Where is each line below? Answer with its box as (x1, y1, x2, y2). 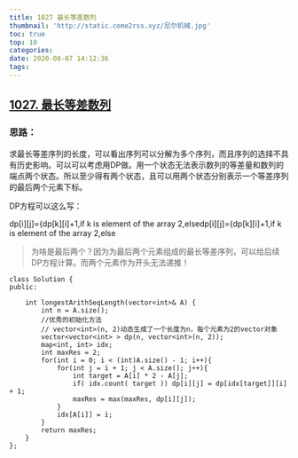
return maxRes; (41, 425, 98, 435)
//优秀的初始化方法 (41, 315, 102, 324)
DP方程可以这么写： (9, 201, 82, 211)
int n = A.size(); (41, 305, 109, 315)
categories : (9, 46, 53, 55)
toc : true (9, 29, 46, 38)
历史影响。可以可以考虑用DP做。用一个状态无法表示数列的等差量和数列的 (16, 159, 285, 170)
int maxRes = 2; (41, 348, 101, 357)
